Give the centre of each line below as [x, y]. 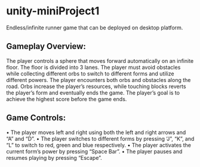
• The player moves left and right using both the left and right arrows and [96, 132]
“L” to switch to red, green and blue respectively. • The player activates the [99, 145]
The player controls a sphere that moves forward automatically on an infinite [100, 60]
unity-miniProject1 [53, 11]
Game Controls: [36, 118]
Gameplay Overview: [46, 46]
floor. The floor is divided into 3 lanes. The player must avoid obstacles [93, 67]
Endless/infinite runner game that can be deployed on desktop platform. [95, 28]
